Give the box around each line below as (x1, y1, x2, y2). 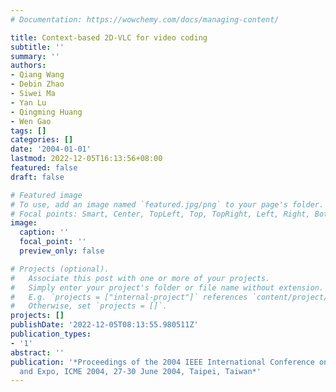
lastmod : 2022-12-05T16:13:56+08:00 (10, 154, 163, 164)
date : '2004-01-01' (10, 144, 92, 155)
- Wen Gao (10, 116, 52, 126)
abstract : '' (10, 347, 65, 358)
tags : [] (10, 126, 47, 136)
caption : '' (19, 227, 70, 238)
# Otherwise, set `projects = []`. (10, 301, 168, 311)
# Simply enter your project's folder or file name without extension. (10, 282, 325, 293)
